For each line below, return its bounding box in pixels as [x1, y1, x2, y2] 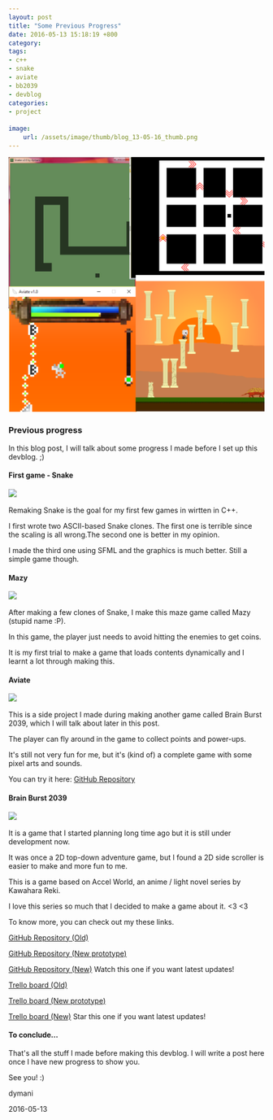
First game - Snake [8, 470, 74, 480]
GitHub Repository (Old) [8, 932, 89, 943]
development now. [8, 836, 71, 846]
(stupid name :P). [8, 617, 67, 626]
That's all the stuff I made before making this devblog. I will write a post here [8, 1048, 265, 1057]
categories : [8, 98, 49, 107]
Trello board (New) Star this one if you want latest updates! [8, 1011, 206, 1021]
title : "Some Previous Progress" [8, 21, 122, 30]
